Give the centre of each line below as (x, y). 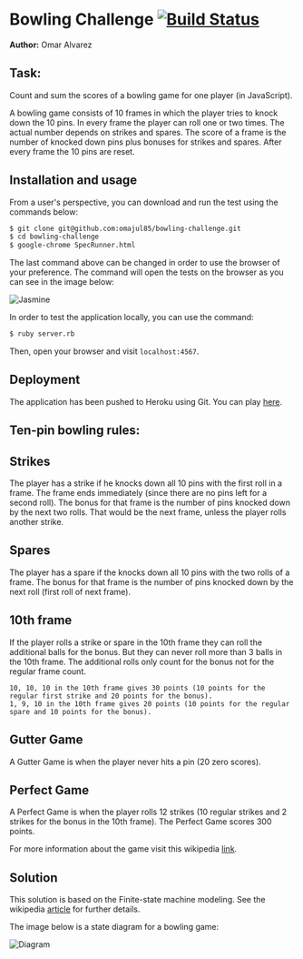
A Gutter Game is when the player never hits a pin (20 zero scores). (135, 762)
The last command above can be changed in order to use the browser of (145, 263)
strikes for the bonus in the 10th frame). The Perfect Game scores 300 (141, 822)
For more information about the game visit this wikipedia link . (123, 849)
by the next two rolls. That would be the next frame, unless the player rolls (148, 512)
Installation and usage (73, 181)
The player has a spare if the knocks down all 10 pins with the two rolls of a (150, 572)
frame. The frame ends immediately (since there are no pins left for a (138, 493)
